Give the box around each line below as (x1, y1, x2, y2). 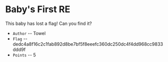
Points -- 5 (12, 52, 36, 58)
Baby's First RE (5, 4, 70, 15)
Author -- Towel (12, 30, 46, 36)
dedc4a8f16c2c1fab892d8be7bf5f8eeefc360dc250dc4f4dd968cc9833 (12, 41, 163, 47)
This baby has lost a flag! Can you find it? (5, 20, 92, 26)
